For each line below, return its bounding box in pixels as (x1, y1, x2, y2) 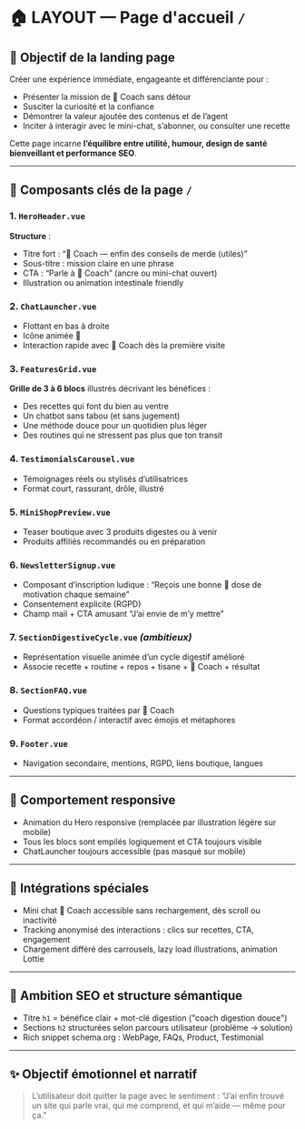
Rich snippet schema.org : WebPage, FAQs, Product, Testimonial (22, 1032, 264, 1043)
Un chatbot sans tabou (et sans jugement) (22, 410, 181, 421)
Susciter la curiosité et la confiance (22, 101, 155, 112)
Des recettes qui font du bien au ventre (22, 401, 170, 412)
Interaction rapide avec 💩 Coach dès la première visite (22, 339, 225, 350)
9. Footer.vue (9, 737, 68, 750)
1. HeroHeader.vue (9, 210, 86, 223)
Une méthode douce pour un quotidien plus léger (22, 420, 207, 431)
